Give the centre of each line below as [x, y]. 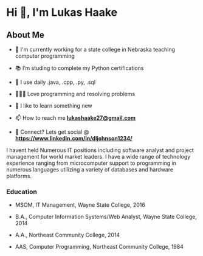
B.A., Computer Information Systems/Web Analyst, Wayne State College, [106, 217]
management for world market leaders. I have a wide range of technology [98, 157]
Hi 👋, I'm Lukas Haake [62, 12]
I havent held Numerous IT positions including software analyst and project [100, 150]
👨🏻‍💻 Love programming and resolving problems [75, 94]
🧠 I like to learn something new [53, 106]
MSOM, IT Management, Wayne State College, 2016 [80, 205]
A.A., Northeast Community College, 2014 [67, 235]
